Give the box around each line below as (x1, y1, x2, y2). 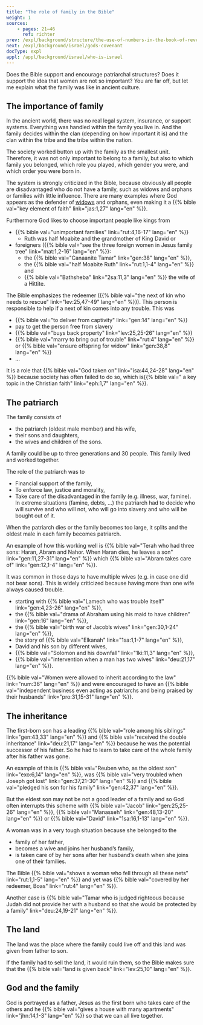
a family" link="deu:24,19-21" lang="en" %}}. (6, 907, 118, 915)
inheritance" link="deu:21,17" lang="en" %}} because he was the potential (6, 740, 190, 747)
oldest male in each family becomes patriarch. (6, 530, 121, 537)
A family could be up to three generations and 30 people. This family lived (6, 450, 190, 457)
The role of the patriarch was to (6, 468, 85, 476)
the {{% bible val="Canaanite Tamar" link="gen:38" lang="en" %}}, (24, 254, 192, 261)
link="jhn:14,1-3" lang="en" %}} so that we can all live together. (6, 1012, 164, 1019)
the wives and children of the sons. (14, 438, 103, 446)
